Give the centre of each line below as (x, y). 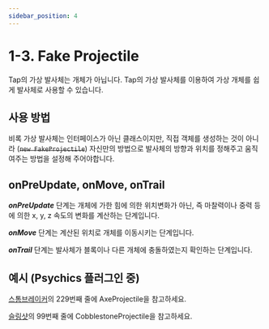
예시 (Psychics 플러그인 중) (74, 278)
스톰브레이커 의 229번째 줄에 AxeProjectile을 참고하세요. (98, 299)
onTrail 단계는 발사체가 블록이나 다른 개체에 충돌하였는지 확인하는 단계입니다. (130, 250)
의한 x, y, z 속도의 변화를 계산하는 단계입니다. (88, 216)
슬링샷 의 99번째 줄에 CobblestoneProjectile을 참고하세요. (100, 316)
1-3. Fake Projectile (74, 56)
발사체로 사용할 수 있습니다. (60, 89)
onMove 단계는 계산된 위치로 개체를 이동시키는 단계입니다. (101, 233)
